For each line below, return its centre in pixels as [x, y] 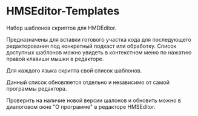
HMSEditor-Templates [63, 11]
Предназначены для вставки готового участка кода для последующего [99, 39]
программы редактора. [37, 88]
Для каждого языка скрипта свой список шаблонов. [74, 70]
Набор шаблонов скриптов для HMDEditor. [61, 28]
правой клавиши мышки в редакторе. [55, 59]
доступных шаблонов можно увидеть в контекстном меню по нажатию [99, 52]
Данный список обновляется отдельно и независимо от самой [88, 82]
